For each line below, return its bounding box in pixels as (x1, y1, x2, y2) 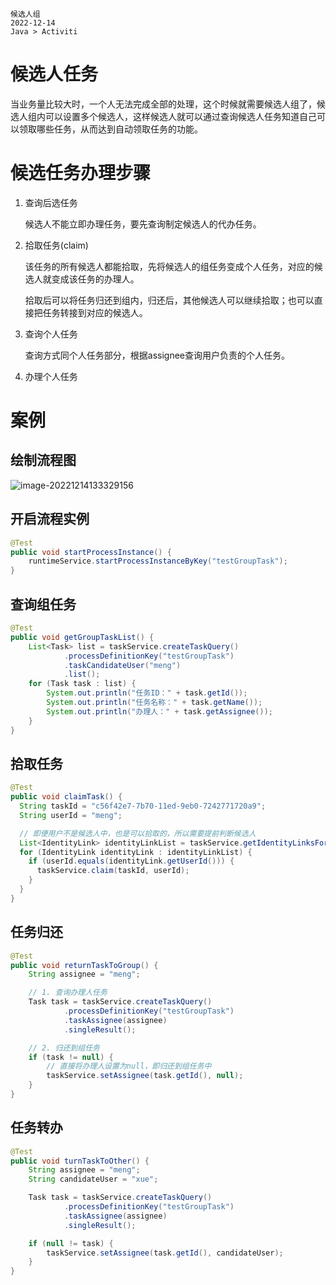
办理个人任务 (24, 370, 78, 382)
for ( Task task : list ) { (28, 679, 137, 689)
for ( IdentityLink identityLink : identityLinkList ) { (19, 847, 253, 857)
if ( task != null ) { (28, 1052, 114, 1062)
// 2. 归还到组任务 (28, 1043, 100, 1053)
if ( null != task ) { (28, 1238, 114, 1248)
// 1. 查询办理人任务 (28, 988, 108, 998)
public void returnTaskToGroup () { (10, 960, 159, 970)
